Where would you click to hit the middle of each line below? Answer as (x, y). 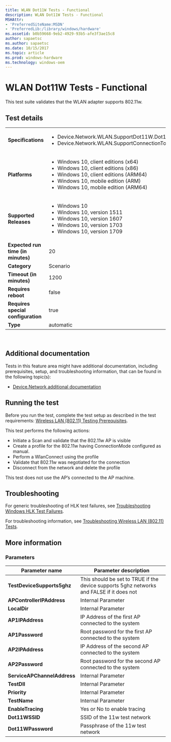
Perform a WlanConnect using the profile (56, 456)
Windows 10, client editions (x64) (98, 162)
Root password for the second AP (120, 661)
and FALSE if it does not (109, 592)
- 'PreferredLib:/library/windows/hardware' (53, 29)
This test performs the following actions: (48, 430)
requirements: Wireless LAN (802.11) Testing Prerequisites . (67, 421)
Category (20, 266)
